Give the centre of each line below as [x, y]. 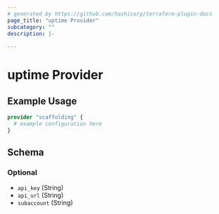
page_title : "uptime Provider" [53, 20]
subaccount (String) [45, 203]
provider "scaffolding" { [45, 117]
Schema [26, 153]
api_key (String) [40, 188]
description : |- [31, 34]
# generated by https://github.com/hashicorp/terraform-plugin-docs [110, 14]
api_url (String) [40, 196]
